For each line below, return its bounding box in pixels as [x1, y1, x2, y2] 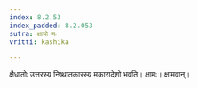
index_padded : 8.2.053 [9, 21, 93, 30]
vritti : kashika [9, 37, 69, 47]
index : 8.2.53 [9, 12, 62, 22]
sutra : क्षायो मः [9, 29, 57, 38]
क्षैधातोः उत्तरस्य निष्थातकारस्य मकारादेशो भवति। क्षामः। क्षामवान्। [9, 70, 191, 80]
